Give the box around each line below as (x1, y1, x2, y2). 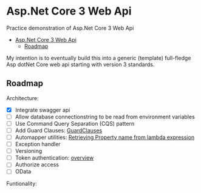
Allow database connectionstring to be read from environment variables (15, 113, 196, 120)
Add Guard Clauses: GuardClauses (15, 126, 103, 134)
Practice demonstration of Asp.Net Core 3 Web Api (6, 24, 134, 32)
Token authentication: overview (15, 154, 94, 161)
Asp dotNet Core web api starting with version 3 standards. (6, 61, 155, 68)
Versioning (15, 147, 43, 155)
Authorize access (15, 161, 60, 168)
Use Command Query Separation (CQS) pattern (15, 120, 135, 127)
